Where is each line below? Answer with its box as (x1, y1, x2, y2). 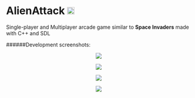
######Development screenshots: (6, 41, 91, 48)
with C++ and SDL (6, 29, 51, 36)
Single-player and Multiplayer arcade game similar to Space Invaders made (6, 23, 190, 31)
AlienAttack (6, 4, 65, 18)
